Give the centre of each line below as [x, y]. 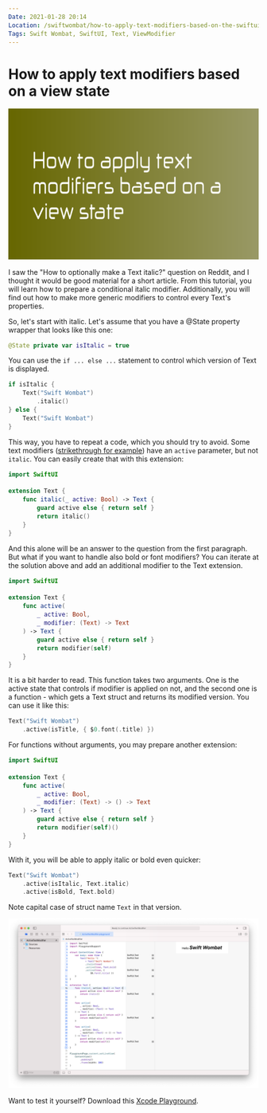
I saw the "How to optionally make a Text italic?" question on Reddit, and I [129, 272]
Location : [25, 25]
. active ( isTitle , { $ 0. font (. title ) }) [89, 730]
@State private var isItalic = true [69, 345]
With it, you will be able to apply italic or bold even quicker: [104, 860]
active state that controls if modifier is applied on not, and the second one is [133, 688]
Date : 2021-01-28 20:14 [48, 17]
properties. [26, 306]
